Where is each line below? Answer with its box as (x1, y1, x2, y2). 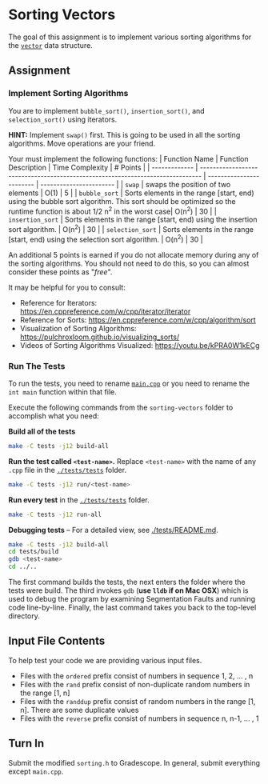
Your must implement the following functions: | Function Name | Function (8, 154, 250, 163)
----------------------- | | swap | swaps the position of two (40, 179, 231, 189)
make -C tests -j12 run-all (8, 510, 102, 518)
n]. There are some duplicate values (19, 705, 139, 714)
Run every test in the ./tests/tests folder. (8, 494, 150, 505)
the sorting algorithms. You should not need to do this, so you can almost (8, 258, 250, 268)
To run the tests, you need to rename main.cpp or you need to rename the (8, 378, 250, 388)
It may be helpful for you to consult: (8, 282, 126, 292)
